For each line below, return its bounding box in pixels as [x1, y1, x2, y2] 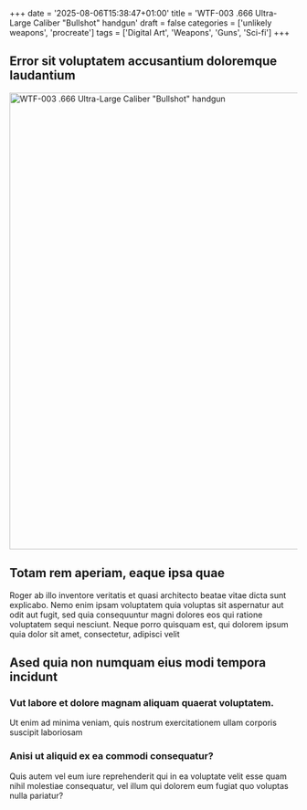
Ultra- [255, 8, 278, 18]
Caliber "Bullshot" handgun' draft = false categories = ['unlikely [33, 17, 272, 28]
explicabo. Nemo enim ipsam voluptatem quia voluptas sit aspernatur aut [9, 599, 284, 610]
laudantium [9, 68, 76, 83]
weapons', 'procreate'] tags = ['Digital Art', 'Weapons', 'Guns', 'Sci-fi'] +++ [9, 27, 291, 37]
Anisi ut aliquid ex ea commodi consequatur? [9, 750, 214, 763]
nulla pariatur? [9, 790, 64, 801]
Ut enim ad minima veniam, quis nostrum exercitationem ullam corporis [9, 717, 277, 729]
